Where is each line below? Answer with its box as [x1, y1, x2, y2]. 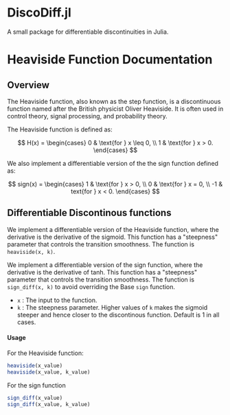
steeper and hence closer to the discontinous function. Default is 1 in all [16, 310, 220, 319]
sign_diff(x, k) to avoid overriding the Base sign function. [7, 282, 176, 290]
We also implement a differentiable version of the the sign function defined [7, 159, 218, 167]
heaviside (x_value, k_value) [7, 368, 91, 376]
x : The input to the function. [16, 296, 97, 304]
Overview [7, 79, 50, 91]
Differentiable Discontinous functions [7, 207, 172, 219]
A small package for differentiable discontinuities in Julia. [7, 28, 169, 36]
